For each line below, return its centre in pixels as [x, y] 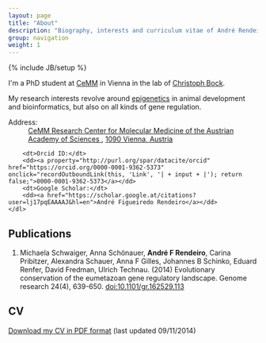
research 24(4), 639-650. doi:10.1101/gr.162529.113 [102, 286]
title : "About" [33, 23]
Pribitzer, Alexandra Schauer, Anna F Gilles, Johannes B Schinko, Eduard [138, 261]
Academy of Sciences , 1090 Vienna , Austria [101, 139]
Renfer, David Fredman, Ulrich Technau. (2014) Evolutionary [117, 269]
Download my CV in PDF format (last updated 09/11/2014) [102, 330]
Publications [40, 234]
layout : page [30, 15]
